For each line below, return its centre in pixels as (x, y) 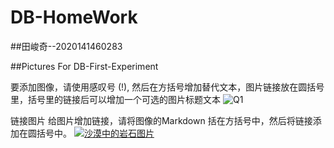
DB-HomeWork (74, 17)
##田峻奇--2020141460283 (66, 46)
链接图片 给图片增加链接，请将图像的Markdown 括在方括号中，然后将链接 (161, 120)
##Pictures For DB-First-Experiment (84, 66)
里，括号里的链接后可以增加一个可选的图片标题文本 (115, 99)
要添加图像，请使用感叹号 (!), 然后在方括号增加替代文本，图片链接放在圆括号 (167, 87)
